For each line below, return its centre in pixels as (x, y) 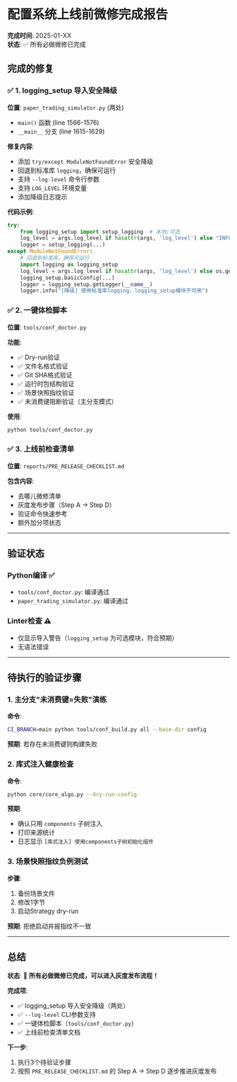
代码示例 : (21, 211)
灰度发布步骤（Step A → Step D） (66, 505)
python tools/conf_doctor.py (50, 430)
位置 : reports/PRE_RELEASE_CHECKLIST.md (66, 466)
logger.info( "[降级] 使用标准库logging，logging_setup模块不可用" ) (114, 291)
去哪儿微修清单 (39, 496)
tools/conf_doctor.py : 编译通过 (63, 592)
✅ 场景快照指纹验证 (46, 392)
